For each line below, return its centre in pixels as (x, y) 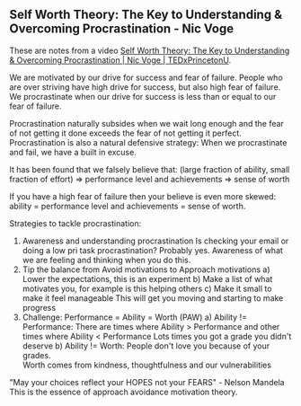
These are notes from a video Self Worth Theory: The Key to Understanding (150, 50)
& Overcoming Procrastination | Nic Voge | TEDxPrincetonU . (120, 60)
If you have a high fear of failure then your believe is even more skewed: (143, 196)
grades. (36, 355)
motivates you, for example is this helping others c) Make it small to (147, 288)
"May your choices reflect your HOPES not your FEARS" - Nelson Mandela (147, 382)
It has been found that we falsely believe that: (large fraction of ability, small (150, 169)
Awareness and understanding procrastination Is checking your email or (155, 241)
